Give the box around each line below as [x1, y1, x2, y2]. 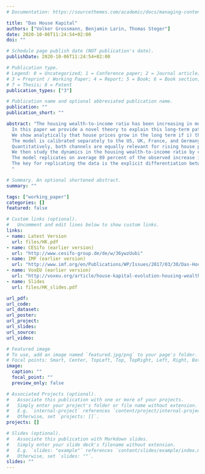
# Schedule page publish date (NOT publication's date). [6, 48, 154, 54]
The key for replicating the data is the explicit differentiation [12, 160, 187, 167]
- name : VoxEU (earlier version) [6, 267, 92, 273]
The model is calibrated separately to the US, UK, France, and [12, 138, 179, 144]
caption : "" [12, 368, 43, 375]
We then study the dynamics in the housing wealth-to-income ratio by [12, 149, 195, 156]
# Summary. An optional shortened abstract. [6, 177, 121, 183]
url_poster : [6, 312, 37, 318]
